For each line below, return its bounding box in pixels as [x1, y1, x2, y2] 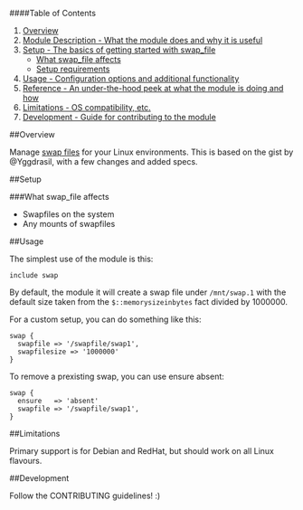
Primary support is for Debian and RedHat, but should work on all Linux [9, 446, 274, 456]
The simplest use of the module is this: [9, 253, 154, 264]
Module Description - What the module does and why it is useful [22, 35, 263, 45]
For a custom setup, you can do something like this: [9, 314, 202, 325]
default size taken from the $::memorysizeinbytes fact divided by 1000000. [9, 297, 288, 307]
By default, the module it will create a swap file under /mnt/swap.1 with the [9, 287, 287, 297]
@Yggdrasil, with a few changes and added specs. [9, 156, 198, 166]
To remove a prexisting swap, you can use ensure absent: [9, 371, 224, 382]
